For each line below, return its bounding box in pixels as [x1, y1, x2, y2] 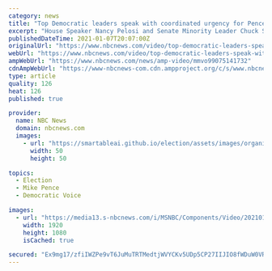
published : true [8, 95, 63, 103]
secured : [8, 251, 38, 259]
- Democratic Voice [15, 192, 82, 200]
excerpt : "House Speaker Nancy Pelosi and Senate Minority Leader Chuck [8, 27, 259, 35]
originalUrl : [8, 42, 53, 50]
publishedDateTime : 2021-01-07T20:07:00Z [8, 34, 151, 43]
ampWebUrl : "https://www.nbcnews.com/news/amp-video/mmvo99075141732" [8, 57, 252, 66]
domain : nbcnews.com [15, 125, 85, 133]
